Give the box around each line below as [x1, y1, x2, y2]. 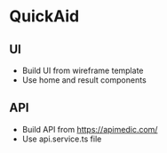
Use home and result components [21, 75, 147, 85]
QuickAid [9, 6, 80, 27]
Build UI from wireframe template [21, 65, 144, 76]
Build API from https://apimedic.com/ [21, 124, 158, 134]
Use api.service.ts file [21, 133, 102, 144]
